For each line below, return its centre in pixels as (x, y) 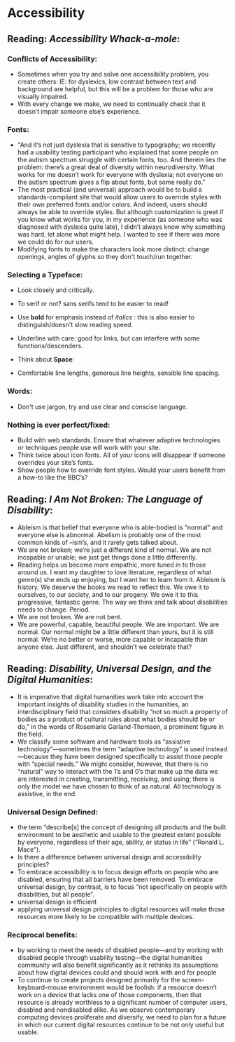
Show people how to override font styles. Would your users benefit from (121, 470)
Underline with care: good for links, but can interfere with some (109, 338)
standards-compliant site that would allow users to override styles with (119, 197)
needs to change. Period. (54, 609)
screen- (193, 980)
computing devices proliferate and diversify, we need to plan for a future (122, 1017)
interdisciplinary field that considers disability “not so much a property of (122, 711)
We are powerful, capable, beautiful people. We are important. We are (118, 624)
